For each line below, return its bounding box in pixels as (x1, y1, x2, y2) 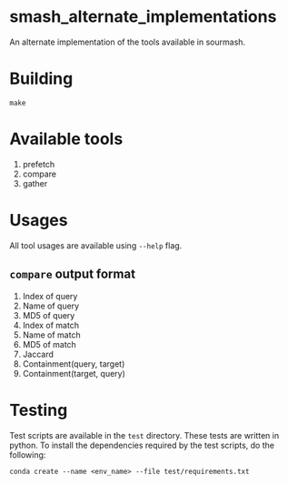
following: (9, 449, 46, 460)
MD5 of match (22, 338, 77, 349)
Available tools (9, 129, 124, 149)
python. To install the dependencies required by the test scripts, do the (9, 440, 275, 450)
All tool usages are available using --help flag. (9, 239, 183, 251)
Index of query (22, 290, 78, 301)
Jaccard (22, 349, 55, 359)
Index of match (22, 319, 80, 330)
